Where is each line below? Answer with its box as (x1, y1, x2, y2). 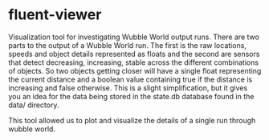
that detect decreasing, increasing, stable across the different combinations (8, 58, 259, 67)
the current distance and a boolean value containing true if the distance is (8, 74, 253, 84)
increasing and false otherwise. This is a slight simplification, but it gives (8, 82, 248, 93)
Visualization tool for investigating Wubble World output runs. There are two (8, 32, 259, 42)
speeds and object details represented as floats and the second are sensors (8, 49, 260, 58)
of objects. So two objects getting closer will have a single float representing (8, 66, 262, 75)
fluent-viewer (8, 6, 102, 24)
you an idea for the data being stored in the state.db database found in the (8, 91, 255, 101)
